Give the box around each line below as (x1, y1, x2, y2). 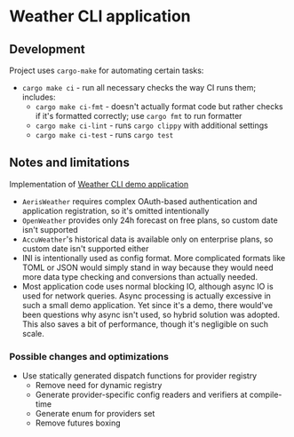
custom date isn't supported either (21, 242, 149, 254)
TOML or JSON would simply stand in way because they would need (21, 262, 274, 273)
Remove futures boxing (35, 417, 122, 428)
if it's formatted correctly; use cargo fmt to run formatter (35, 111, 242, 121)
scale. (21, 328, 44, 338)
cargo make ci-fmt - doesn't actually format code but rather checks (35, 101, 283, 112)
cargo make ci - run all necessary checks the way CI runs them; (21, 83, 256, 92)
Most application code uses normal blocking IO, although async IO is (21, 281, 274, 291)
